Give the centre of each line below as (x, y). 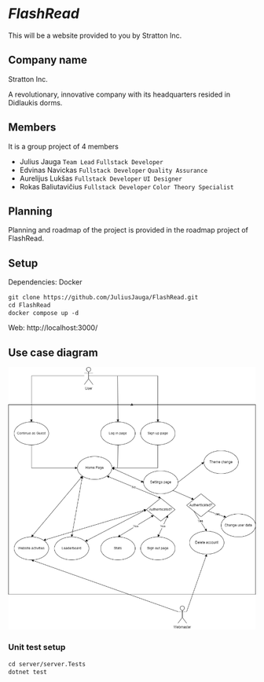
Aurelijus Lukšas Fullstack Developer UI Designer (101, 178)
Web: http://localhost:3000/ (53, 328)
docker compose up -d (44, 313)
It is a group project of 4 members (64, 146)
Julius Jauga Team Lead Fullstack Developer (91, 161)
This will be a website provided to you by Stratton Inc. (95, 35)
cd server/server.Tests (47, 665)
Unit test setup (37, 647)
